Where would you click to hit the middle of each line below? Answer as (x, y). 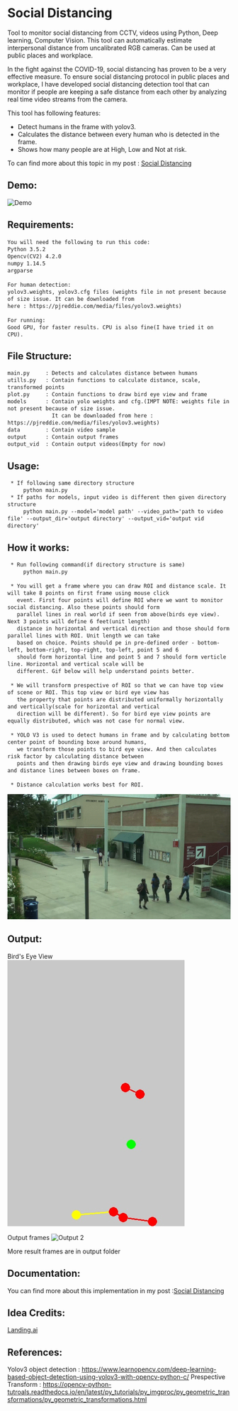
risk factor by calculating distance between (75, 757)
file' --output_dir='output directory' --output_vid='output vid (106, 519)
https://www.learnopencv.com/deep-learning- (149, 1369)
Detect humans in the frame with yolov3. (77, 126)
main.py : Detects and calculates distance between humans (103, 373)
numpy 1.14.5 (27, 263)
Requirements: (41, 225)
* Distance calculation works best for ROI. (77, 785)
